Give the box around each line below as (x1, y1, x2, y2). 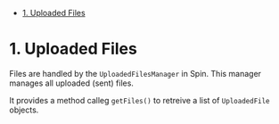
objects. (9, 104, 39, 115)
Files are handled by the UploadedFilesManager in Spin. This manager (9, 68, 261, 79)
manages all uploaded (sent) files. (9, 78, 134, 88)
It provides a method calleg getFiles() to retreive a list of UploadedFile (9, 95, 270, 105)
